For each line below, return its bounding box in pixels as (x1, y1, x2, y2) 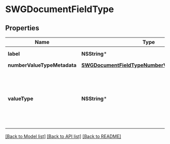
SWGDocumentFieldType (5, 4, 114, 15)
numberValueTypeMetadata (8, 62, 77, 69)
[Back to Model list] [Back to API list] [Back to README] (5, 133, 121, 139)
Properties (5, 24, 39, 32)
